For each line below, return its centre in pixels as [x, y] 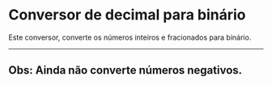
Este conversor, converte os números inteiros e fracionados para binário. [130, 37]
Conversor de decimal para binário [127, 15]
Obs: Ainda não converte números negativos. [125, 70]
